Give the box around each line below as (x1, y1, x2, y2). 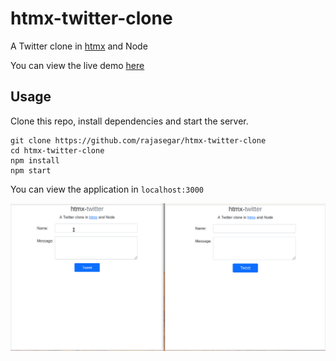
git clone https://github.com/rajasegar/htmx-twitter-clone (10, 135, 267, 146)
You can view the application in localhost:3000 (10, 183, 204, 195)
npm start (10, 165, 52, 176)
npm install (10, 155, 60, 166)
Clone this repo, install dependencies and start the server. (10, 115, 249, 127)
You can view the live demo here (10, 59, 145, 71)
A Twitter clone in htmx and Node (10, 40, 148, 52)
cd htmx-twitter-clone (10, 145, 105, 156)
